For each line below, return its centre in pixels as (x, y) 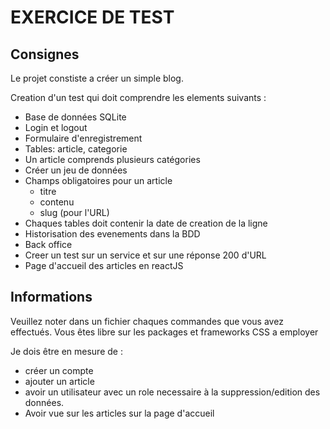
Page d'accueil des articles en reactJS (104, 265)
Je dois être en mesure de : (66, 351)
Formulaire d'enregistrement (83, 138)
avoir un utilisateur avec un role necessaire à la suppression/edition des (172, 392)
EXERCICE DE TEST (92, 17)
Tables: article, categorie (76, 149)
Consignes (45, 54)
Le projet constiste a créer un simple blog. (97, 78)
